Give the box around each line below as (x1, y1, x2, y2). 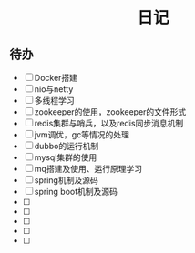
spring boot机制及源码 (34, 187, 118, 197)
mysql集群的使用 (34, 152, 97, 163)
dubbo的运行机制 (34, 141, 99, 151)
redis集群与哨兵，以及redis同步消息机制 (34, 118, 184, 128)
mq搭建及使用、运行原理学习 (34, 164, 143, 174)
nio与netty (34, 84, 74, 95)
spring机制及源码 (34, 175, 98, 186)
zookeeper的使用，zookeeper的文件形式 (34, 106, 187, 117)
